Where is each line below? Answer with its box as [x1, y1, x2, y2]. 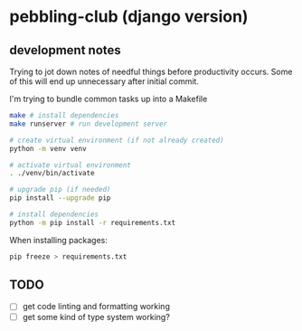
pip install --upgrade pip [9, 194, 111, 203]
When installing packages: [9, 234, 109, 245]
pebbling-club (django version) [9, 6, 249, 27]
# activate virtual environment [9, 160, 131, 169]
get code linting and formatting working [22, 301, 170, 312]
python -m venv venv [9, 144, 88, 153]
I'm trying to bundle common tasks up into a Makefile [9, 93, 208, 104]
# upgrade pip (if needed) [9, 185, 111, 194]
